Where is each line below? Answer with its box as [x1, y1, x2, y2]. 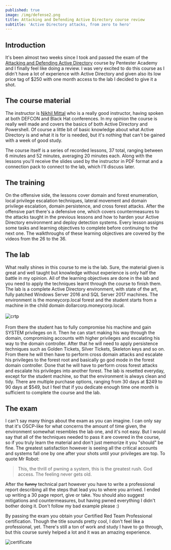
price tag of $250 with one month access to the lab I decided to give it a [5, 76, 157, 83]
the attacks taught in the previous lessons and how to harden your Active [5, 214, 159, 220]
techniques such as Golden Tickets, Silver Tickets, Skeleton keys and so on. [5, 345, 165, 352]
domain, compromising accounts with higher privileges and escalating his [5, 335, 160, 341]
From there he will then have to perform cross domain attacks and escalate [5, 351, 163, 357]
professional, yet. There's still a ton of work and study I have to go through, [5, 524, 163, 530]
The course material [5, 96, 71, 105]
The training [5, 178, 45, 187]
